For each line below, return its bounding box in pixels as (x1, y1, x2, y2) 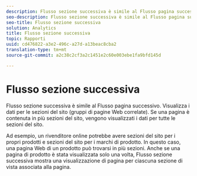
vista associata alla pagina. (6, 163, 72, 170)
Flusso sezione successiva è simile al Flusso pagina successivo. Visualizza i (6, 102, 190, 109)
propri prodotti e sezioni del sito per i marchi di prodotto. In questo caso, (6, 138, 181, 145)
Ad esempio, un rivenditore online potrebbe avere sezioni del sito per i (6, 132, 176, 139)
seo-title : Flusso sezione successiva (6, 19, 101, 25)
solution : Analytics (6, 25, 57, 31)
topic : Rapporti (6, 36, 46, 42)
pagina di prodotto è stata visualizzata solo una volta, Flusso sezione (6, 151, 172, 158)
